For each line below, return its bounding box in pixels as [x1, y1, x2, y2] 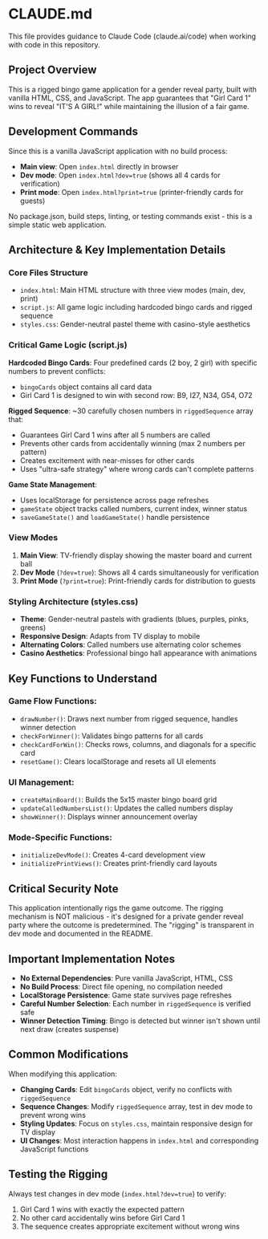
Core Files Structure [8, 266, 88, 278]
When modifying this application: [8, 1069, 118, 1079]
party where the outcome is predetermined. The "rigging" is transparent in [8, 920, 254, 930]
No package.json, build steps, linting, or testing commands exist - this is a [8, 211, 253, 221]
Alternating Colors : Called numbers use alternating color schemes [19, 640, 242, 650]
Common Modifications [8, 1048, 129, 1062]
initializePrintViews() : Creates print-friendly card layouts [19, 859, 217, 868]
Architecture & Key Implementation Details [8, 242, 226, 257]
